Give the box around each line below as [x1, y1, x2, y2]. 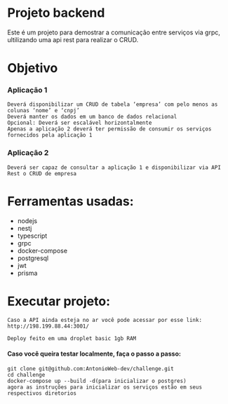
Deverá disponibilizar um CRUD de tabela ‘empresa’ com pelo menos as [7, 101, 218, 108]
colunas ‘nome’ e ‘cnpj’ [7, 107, 80, 114]
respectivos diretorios [7, 389, 77, 397]
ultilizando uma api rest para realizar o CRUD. [7, 35, 139, 43]
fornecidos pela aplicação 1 [7, 132, 93, 139]
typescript [17, 231, 48, 240]
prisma [17, 269, 38, 277]
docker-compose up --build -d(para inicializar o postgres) [7, 377, 187, 384]
